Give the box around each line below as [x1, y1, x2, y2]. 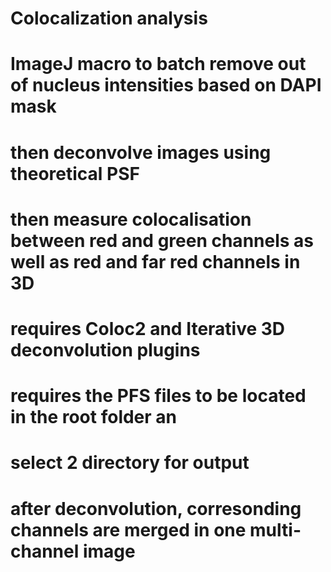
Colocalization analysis [10, 7, 208, 30]
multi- [249, 518, 302, 541]
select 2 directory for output [10, 452, 250, 474]
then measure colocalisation [10, 208, 252, 231]
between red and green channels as [10, 229, 315, 252]
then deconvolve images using [10, 141, 272, 164]
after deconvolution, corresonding [10, 497, 302, 520]
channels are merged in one [10, 518, 247, 541]
